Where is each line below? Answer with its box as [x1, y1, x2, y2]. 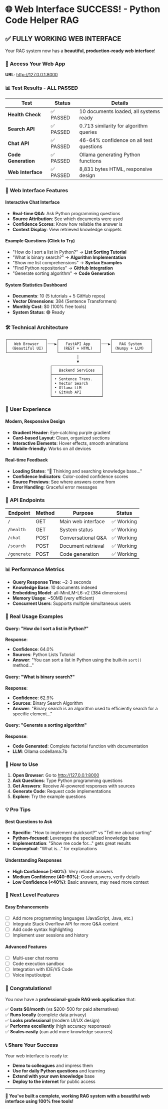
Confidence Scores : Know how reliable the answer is [12, 221, 122, 227]
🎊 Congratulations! [5, 985, 52, 992]
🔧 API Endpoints [5, 497, 45, 504]
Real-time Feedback [5, 457, 48, 463]
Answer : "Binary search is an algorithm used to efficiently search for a [12, 705, 158, 711]
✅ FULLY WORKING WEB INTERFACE [5, 34, 121, 43]
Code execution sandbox [12, 961, 64, 967]
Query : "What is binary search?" [5, 674, 75, 680]
